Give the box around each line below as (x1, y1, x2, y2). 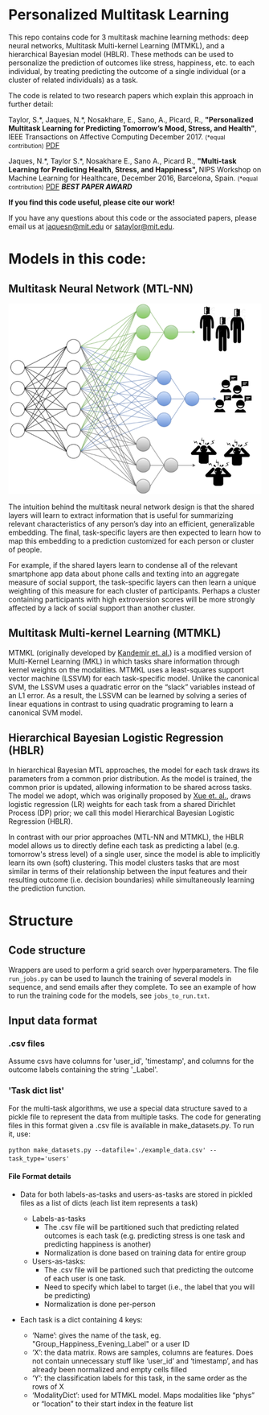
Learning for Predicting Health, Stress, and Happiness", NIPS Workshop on (8, 164, 262, 174)
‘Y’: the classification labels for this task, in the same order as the (31, 1373, 247, 1383)
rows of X (31, 1381, 64, 1391)
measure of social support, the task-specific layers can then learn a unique (8, 577, 257, 587)
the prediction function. (8, 883, 86, 893)
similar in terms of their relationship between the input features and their (8, 866, 247, 875)
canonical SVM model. (8, 707, 83, 718)
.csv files (8, 1037, 46, 1049)
